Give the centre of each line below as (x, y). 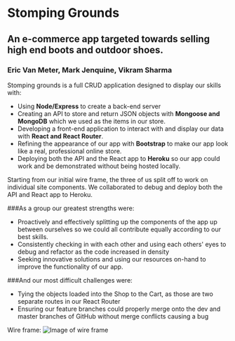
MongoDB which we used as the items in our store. (92, 121)
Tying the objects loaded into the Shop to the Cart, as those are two (115, 294)
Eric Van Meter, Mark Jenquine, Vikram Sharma (90, 70)
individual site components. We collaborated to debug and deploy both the (115, 187)
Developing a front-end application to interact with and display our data (121, 129)
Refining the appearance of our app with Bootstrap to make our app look (123, 143)
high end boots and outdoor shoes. (85, 50)
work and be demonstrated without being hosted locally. (99, 166)
